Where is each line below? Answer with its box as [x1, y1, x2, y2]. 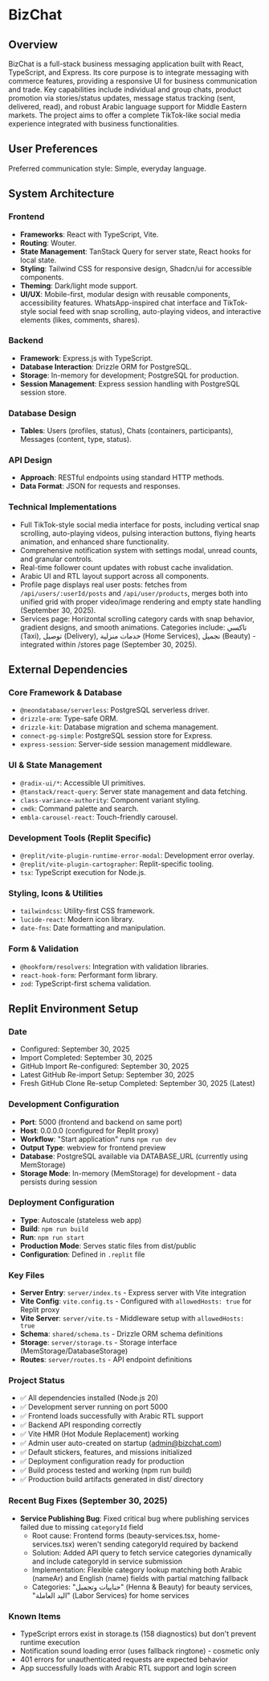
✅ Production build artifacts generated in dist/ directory [19, 1475, 204, 1485]
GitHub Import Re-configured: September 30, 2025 [19, 1061, 190, 1072]
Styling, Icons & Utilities [8, 887, 104, 898]
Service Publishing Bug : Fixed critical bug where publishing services [19, 1514, 250, 1523]
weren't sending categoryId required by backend [75, 1539, 238, 1549]
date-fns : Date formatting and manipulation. [19, 923, 166, 933]
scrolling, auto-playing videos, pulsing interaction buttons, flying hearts [19, 528, 256, 538]
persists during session [19, 1177, 98, 1187]
